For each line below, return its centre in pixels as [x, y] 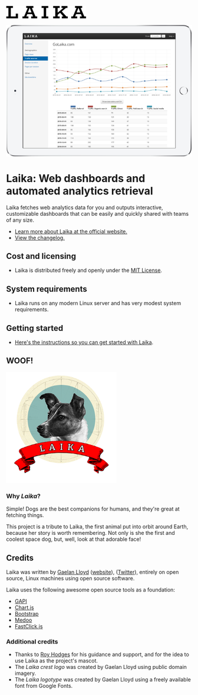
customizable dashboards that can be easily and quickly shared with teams [98, 213]
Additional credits [32, 641]
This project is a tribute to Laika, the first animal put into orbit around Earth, [97, 527]
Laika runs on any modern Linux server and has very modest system [98, 303]
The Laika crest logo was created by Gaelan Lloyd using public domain [101, 667]
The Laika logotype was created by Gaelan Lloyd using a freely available [103, 680]
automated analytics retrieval [80, 191]
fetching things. [25, 515]
